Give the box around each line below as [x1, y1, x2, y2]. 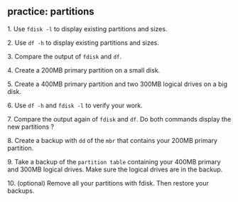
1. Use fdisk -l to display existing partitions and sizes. [7, 24, 168, 33]
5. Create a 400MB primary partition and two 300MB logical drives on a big [7, 80, 228, 88]
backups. [7, 186, 35, 195]
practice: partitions [7, 6, 94, 18]
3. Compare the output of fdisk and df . [7, 52, 122, 60]
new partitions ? [7, 122, 55, 131]
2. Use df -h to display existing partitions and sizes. [7, 38, 160, 47]
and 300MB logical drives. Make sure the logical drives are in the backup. [7, 165, 223, 174]
